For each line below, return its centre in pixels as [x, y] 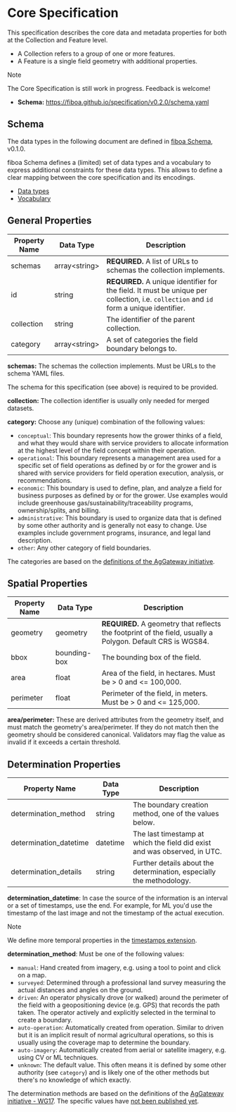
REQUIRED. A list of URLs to [152, 261]
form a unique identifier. [146, 308]
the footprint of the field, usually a [157, 633]
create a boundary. [45, 1020]
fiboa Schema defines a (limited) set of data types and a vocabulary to [109, 162]
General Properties [50, 221]
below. [144, 822]
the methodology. [162, 881]
